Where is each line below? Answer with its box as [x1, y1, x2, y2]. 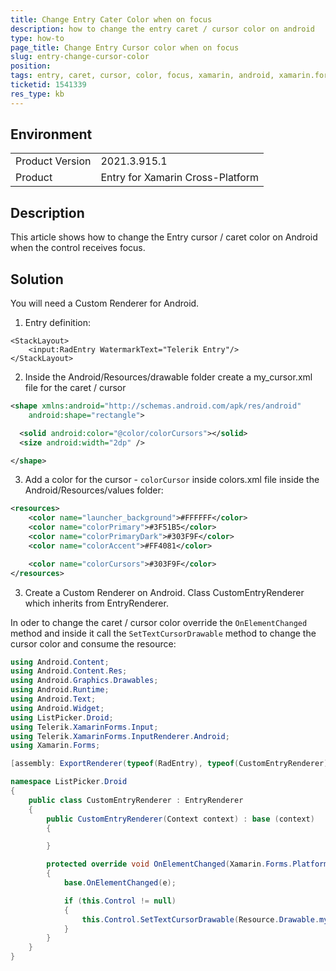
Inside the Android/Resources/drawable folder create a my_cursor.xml [24, 371, 313, 383]
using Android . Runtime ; [10, 685, 110, 695]
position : [10, 61, 52, 71]
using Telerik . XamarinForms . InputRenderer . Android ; [10, 731, 230, 741]
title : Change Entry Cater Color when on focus [10, 14, 213, 25]
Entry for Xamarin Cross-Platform [100, 171, 260, 185]
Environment [10, 126, 93, 143]
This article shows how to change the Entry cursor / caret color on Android [10, 231, 318, 243]
